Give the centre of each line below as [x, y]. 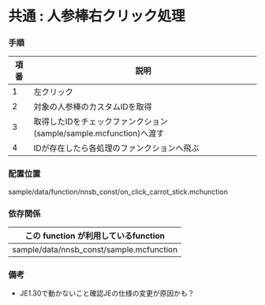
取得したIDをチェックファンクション [101, 121]
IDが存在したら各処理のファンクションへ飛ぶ [116, 148]
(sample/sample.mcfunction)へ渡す [99, 133]
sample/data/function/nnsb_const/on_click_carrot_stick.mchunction [118, 192]
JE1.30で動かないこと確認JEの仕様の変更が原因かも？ [107, 293]
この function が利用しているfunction [95, 236]
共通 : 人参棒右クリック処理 [97, 16]
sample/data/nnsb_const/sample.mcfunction [95, 250]
